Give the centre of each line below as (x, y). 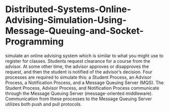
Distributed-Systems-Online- (68, 9)
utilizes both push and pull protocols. (44, 104)
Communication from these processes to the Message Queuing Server (79, 99)
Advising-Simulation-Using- (66, 20)
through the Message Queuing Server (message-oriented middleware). (79, 93)
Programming (35, 42)
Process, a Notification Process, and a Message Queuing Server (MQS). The (84, 83)
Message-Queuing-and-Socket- (74, 31)
